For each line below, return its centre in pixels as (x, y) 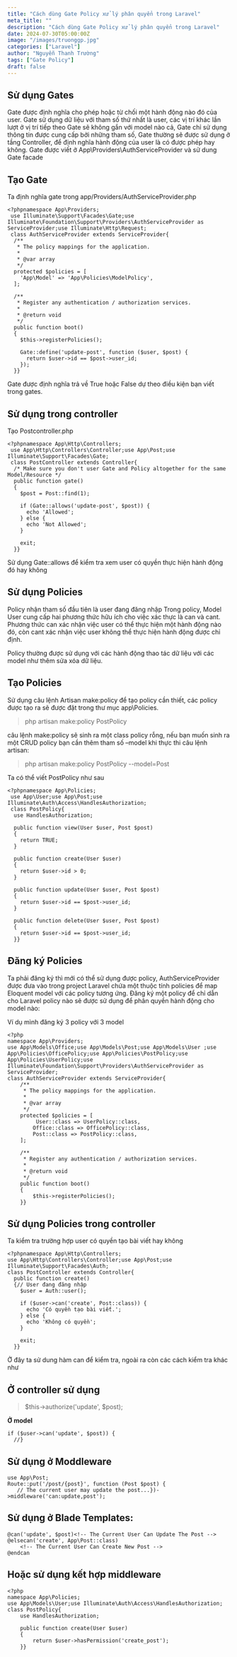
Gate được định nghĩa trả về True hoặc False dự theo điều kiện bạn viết (111, 384)
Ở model (20, 1420)
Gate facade (25, 157)
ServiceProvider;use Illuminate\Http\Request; (77, 228)
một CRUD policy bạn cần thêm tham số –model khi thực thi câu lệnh (107, 742)
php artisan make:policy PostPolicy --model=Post (97, 764)
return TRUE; (39, 840)
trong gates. (25, 392)
